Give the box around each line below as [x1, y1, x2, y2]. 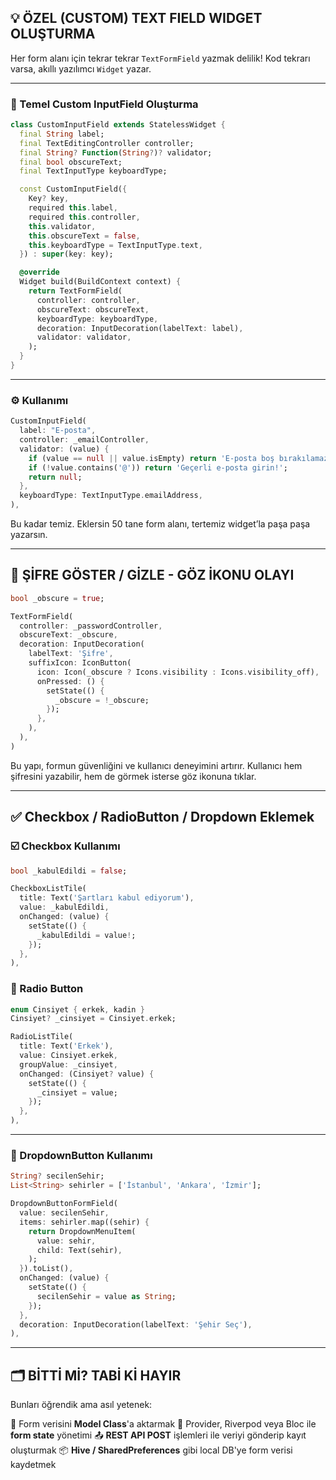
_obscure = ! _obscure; [54, 695, 150, 705]
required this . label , [28, 203, 118, 213]
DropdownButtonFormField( [10, 1199, 118, 1209]
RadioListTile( [10, 1032, 74, 1042]
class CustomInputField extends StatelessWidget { [10, 120, 226, 130]
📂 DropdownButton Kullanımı [10, 1149, 153, 1162]
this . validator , [28, 221, 97, 231]
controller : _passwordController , [19, 621, 163, 631]
